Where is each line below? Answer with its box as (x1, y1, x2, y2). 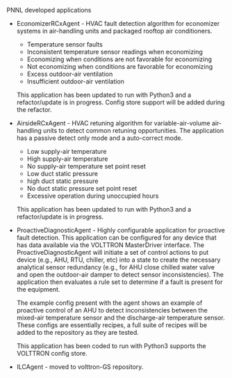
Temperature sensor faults (26, 40, 103, 48)
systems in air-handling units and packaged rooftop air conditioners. (16, 27, 213, 35)
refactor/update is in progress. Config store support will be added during (16, 98, 225, 107)
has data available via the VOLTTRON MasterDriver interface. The (16, 241, 204, 249)
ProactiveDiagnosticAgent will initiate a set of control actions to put (16, 249, 209, 256)
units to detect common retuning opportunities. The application (43, 127, 224, 134)
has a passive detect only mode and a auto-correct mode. (16, 134, 183, 142)
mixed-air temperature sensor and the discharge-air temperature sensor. (16, 313, 225, 322)
